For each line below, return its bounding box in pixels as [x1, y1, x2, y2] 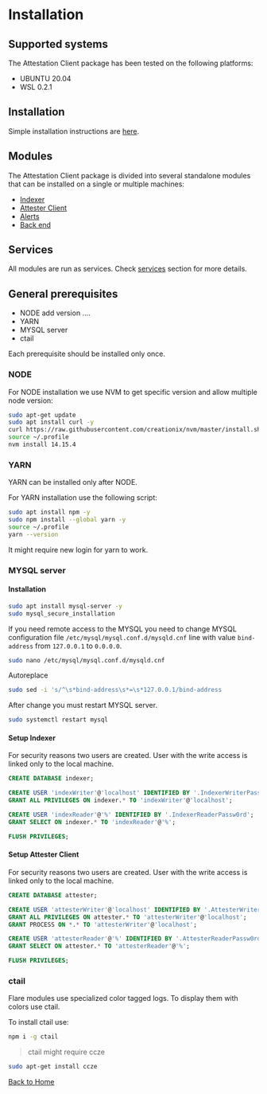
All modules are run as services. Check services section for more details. [8, 264, 248, 274]
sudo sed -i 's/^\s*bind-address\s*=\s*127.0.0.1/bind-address [8, 686, 222, 694]
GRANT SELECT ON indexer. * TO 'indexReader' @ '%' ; [8, 818, 176, 826]
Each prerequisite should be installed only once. [8, 349, 165, 359]
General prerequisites [8, 287, 118, 300]
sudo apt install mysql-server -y [8, 602, 123, 610]
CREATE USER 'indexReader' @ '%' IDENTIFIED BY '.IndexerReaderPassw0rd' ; [8, 811, 254, 819]
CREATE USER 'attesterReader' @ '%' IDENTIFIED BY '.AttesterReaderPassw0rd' [8, 935, 265, 943]
